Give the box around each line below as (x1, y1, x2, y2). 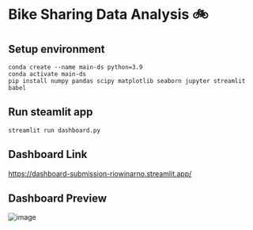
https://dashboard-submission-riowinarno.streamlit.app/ (8, 168, 192, 178)
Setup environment (8, 42, 105, 55)
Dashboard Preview (8, 192, 108, 205)
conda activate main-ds (8, 70, 87, 78)
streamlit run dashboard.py (8, 126, 101, 134)
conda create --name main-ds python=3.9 (8, 63, 144, 71)
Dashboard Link (8, 148, 88, 161)
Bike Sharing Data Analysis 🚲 (8, 6, 209, 24)
